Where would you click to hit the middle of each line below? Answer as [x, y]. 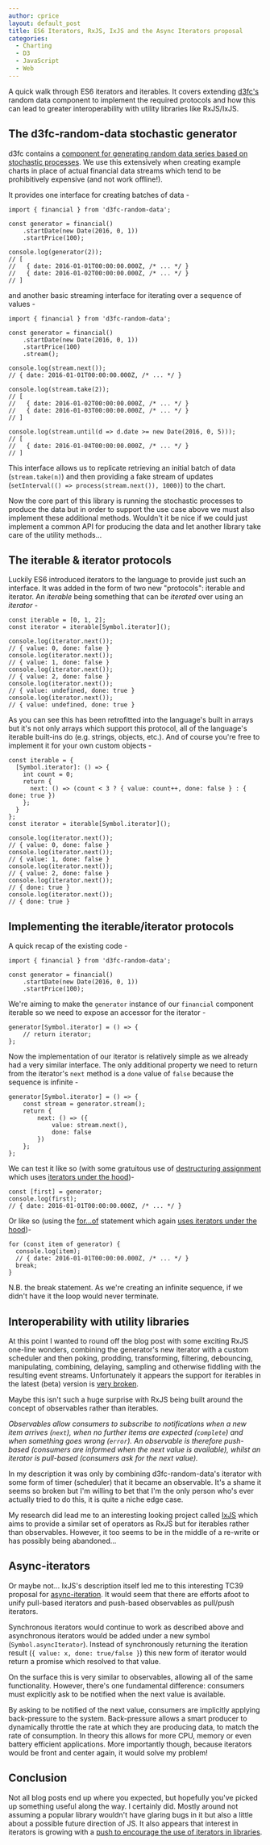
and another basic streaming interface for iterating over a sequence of [125, 295]
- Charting [34, 46]
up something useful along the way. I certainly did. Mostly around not [123, 1806]
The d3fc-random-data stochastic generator [123, 134]
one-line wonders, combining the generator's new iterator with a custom [129, 1350]
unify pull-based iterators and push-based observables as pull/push [121, 1603]
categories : [28, 38]
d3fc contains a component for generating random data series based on [128, 153]
